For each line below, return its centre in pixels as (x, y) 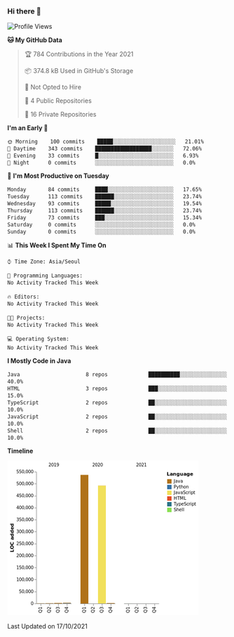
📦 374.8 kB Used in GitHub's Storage (79, 71)
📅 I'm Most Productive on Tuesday (58, 176)
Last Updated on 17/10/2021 (47, 626)
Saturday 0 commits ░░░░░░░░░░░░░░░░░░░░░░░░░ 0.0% (102, 225)
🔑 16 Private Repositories (60, 115)
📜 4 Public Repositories (58, 101)
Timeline (20, 451)
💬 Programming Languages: (45, 276)
